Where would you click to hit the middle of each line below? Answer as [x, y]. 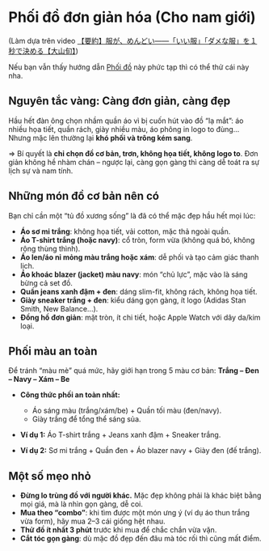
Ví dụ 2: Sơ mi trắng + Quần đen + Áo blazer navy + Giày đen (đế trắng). [141, 451]
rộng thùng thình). [50, 248]
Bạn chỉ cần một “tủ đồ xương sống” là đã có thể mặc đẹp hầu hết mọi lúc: [132, 215]
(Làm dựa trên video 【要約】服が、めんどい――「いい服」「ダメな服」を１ [133, 40]
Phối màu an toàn [53, 351]
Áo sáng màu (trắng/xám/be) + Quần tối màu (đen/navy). [127, 411]
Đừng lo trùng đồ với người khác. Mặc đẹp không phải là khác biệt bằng [141, 496]
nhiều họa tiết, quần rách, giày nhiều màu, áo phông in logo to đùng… [124, 129]
